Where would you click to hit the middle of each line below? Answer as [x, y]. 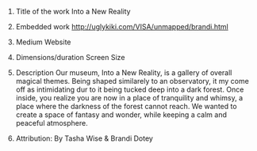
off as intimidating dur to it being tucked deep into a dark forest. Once [130, 89]
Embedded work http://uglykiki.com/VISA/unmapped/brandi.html [122, 26]
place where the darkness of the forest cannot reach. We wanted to [126, 106]
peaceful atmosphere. [52, 123]
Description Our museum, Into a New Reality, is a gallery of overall [124, 73]
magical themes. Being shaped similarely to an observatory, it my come [132, 81]
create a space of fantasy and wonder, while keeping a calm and [121, 115]
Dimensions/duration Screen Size [70, 57]
